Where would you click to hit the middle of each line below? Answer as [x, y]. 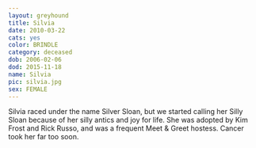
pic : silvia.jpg [35, 82]
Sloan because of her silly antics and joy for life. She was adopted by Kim [128, 120]
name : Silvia [30, 74]
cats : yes [25, 38]
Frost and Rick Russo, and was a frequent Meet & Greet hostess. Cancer [126, 128]
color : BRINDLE [33, 45]
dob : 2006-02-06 [35, 60]
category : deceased [40, 52]
